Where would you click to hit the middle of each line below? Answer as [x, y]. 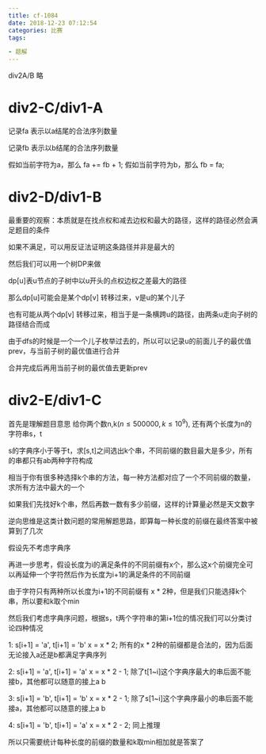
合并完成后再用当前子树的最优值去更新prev [78, 368]
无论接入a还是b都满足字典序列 [57, 654]
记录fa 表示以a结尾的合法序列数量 [63, 131]
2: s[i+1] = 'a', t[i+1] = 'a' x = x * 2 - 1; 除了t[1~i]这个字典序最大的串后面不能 [130, 672]
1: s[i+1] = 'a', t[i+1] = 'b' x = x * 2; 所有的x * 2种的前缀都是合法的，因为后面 [131, 645]
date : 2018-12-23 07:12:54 [53, 23]
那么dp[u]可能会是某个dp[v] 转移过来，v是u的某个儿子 [97, 297]
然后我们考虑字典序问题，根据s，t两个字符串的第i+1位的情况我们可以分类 [127, 618]
